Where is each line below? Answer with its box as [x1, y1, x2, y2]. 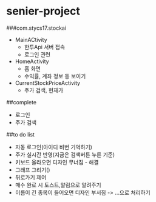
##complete [6, 98, 37, 106]
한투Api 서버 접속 [24, 43, 66, 50]
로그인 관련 [24, 50, 50, 58]
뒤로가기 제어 [15, 173, 47, 181]
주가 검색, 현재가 [24, 86, 64, 93]
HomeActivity [15, 58, 50, 65]
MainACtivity [15, 36, 47, 43]
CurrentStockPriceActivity [15, 79, 81, 86]
